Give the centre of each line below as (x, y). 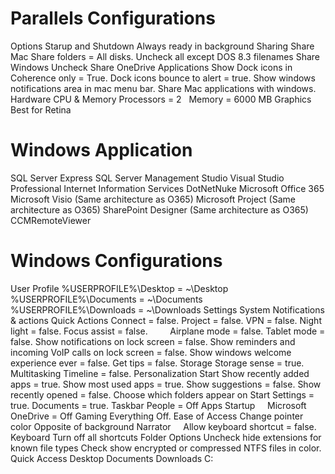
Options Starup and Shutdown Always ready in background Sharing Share (162, 46)
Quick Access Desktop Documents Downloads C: (112, 458)
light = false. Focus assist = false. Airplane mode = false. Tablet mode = (168, 331)
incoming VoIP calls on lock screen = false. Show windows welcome (151, 352)
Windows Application (101, 150)
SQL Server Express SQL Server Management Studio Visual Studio (147, 178)
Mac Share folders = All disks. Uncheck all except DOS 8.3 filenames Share (165, 56)
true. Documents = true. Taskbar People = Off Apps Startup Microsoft (158, 405)
